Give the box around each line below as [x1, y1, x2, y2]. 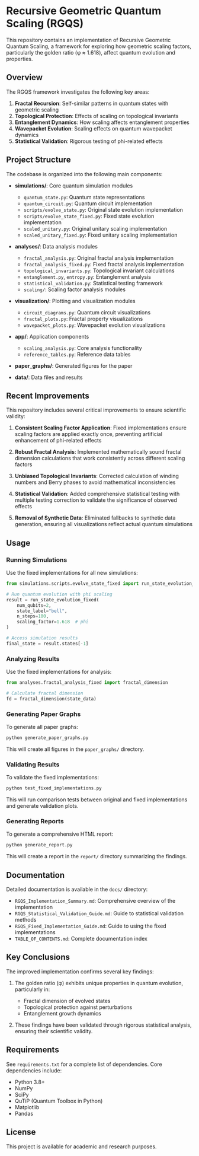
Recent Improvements [6, 390, 90, 401]
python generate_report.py [6, 842, 73, 848]
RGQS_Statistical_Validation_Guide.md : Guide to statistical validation [14, 910, 184, 917]
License [6, 1127, 36, 1137]
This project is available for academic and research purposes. [6, 1143, 157, 1150]
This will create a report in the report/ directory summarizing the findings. [6, 853, 188, 860]
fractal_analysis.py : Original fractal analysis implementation [23, 254, 174, 262]
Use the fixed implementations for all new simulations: [6, 569, 138, 577]
